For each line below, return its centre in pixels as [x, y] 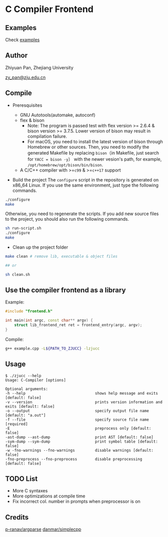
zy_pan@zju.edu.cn [26, 77]
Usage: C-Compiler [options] [36, 380]
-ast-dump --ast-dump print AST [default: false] [79, 437]
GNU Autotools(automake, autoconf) [58, 115]
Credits [17, 517]
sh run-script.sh [23, 228]
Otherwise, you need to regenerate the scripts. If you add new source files [82, 214]
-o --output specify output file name [77, 411]
